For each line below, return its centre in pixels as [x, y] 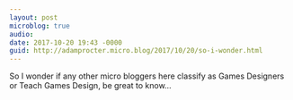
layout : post [34, 17]
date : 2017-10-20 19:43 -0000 [66, 42]
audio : [22, 34]
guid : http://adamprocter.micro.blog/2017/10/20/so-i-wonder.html [136, 51]
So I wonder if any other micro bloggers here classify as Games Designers [147, 76]
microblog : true [40, 26]
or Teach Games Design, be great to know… [91, 86]
